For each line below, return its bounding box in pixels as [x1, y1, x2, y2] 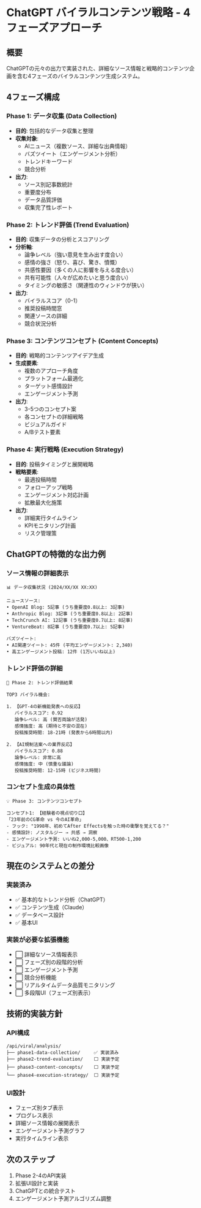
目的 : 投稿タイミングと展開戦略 [15, 461, 93, 468]
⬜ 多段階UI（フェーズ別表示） [15, 988, 94, 996]
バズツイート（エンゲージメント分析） [24, 150, 121, 157]
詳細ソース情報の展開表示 [15, 1119, 80, 1126]
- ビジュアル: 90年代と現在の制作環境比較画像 [6, 843, 109, 849]
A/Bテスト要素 [24, 429, 61, 436]
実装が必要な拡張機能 [6, 936, 69, 944]
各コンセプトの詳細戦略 [24, 413, 84, 421]
